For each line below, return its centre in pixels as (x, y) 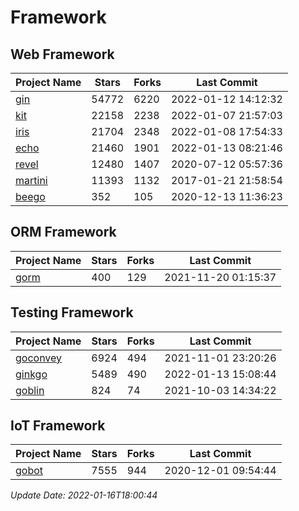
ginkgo (31, 374)
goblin (30, 390)
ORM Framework (63, 232)
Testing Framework (72, 312)
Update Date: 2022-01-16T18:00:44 (84, 495)
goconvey (39, 358)
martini (31, 180)
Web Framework (62, 54)
